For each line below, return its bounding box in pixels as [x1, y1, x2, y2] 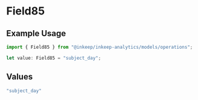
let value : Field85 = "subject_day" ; [6, 55, 101, 61]
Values [6, 72, 33, 82]
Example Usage [6, 28, 66, 39]
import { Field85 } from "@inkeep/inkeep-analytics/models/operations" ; [6, 44, 193, 50]
